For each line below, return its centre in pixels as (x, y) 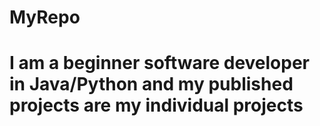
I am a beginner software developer (160, 63)
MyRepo (45, 17)
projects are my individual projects (156, 105)
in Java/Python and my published (151, 84)
